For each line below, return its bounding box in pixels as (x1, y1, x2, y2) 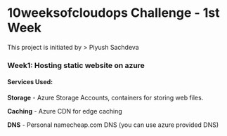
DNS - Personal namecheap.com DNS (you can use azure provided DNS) (7, 121, 219, 129)
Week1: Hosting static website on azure (7, 60, 145, 70)
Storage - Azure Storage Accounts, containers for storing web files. (7, 93, 204, 102)
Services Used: (7, 78, 53, 86)
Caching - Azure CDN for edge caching (7, 107, 123, 116)
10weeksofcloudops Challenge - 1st (7, 5, 220, 21)
